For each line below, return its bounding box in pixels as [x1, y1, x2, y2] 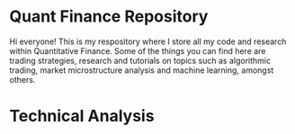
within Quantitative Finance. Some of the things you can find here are [9, 45, 266, 56]
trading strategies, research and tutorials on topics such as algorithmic [9, 55, 272, 66]
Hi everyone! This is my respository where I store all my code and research [9, 36, 287, 47]
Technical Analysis [9, 106, 155, 127]
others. [9, 74, 36, 85]
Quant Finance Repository [9, 6, 209, 27]
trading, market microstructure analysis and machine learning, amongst [9, 65, 274, 76]
